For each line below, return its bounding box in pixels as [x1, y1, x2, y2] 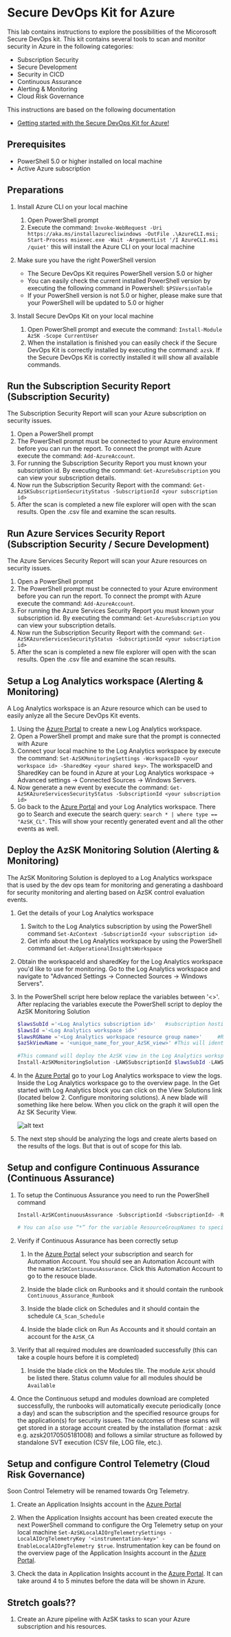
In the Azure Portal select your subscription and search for [27, 1250, 194, 1258]
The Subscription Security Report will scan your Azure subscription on [7, 409, 207, 418]
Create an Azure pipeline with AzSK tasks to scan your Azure [16, 1615, 190, 1623]
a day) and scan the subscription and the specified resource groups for [16, 1409, 219, 1417]
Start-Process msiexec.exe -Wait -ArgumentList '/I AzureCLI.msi [27, 236, 219, 244]
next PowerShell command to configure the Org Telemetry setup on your [16, 1521, 223, 1529]
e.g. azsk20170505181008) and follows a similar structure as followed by [16, 1431, 223, 1439]
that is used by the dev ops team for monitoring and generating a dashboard [7, 881, 223, 889]
